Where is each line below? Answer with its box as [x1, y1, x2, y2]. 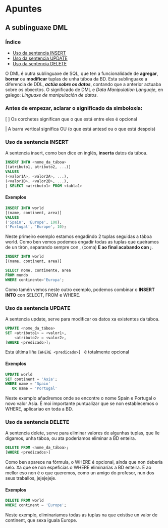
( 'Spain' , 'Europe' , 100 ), [5, 220, 62, 225]
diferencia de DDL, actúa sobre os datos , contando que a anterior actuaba [5, 81, 161, 87]
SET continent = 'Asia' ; [5, 377, 58, 382]
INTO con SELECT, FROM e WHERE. [5, 292, 81, 298]
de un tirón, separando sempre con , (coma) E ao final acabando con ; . [5, 244, 153, 251]
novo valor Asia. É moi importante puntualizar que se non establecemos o [5, 400, 158, 407]
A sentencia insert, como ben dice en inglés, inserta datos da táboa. [5, 150, 148, 156]
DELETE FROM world [5, 498, 44, 503]
